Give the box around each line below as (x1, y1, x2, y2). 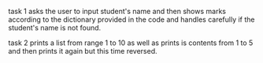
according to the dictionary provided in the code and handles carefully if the (8, 15, 255, 24)
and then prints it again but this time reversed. (8, 47, 157, 55)
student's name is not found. (8, 23, 102, 32)
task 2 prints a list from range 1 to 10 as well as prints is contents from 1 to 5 (8, 38, 254, 47)
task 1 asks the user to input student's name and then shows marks (8, 7, 227, 16)
